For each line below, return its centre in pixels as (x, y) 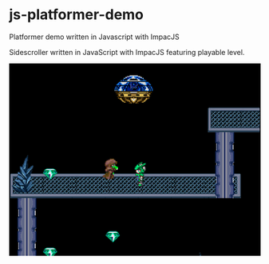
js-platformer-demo (77, 15)
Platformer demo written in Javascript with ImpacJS (95, 37)
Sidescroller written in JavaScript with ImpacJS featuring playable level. (127, 52)
